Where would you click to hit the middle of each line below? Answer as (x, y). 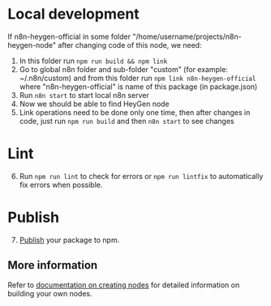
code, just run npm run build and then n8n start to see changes (127, 121)
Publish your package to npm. (69, 240)
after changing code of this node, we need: (129, 45)
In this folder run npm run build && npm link (93, 61)
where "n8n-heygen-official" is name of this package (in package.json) (138, 87)
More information (53, 265)
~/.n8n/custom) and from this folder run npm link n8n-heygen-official (138, 78)
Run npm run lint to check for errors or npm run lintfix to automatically (141, 176)
